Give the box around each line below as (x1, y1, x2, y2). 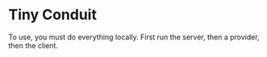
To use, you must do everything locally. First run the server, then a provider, (8, 32, 260, 42)
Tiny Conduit (8, 6, 97, 24)
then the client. (8, 40, 59, 50)
